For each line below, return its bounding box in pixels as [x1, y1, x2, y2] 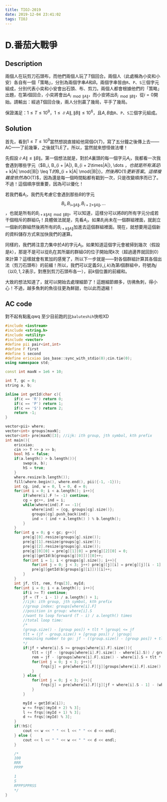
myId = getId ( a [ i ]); [23, 701, 66, 706]
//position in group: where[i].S [23, 609, 92, 614]
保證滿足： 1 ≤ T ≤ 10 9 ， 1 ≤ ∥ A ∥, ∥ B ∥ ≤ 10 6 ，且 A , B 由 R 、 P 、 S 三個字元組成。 [5, 109, 160, 116]
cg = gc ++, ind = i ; [23, 498, 66, 503]
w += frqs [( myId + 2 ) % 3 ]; [23, 705, 81, 710]
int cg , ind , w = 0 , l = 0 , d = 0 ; [14, 484, 88, 489]
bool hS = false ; [14, 451, 50, 457]
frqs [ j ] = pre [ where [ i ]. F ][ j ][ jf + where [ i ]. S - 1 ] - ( [40, 682, 159, 688]
